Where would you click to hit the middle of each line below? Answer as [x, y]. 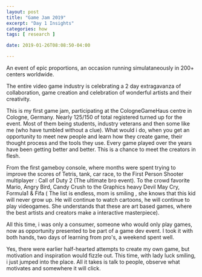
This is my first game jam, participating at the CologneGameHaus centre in [99, 111]
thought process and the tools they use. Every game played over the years [99, 143]
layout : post [23, 12]
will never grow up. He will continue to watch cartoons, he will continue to [98, 200]
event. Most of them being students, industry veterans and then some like [98, 124]
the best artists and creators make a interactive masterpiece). [83, 212]
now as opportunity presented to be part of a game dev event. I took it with [100, 231]
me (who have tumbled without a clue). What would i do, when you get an [98, 130]
